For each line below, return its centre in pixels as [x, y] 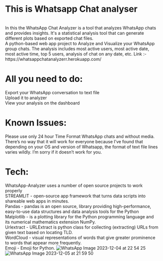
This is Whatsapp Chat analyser [71, 9]
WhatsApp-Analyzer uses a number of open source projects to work [74, 185]
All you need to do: [44, 79]
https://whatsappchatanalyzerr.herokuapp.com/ [53, 59]
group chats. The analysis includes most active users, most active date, [77, 49]
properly [14, 190]
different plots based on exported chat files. [49, 38]
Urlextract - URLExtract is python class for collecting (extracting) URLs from [82, 227]
